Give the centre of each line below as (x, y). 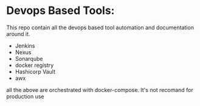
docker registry (34, 65)
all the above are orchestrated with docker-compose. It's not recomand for (100, 90)
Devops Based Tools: (60, 11)
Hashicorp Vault (35, 71)
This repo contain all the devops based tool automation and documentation (100, 27)
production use (25, 96)
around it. (18, 34)
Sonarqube (29, 58)
